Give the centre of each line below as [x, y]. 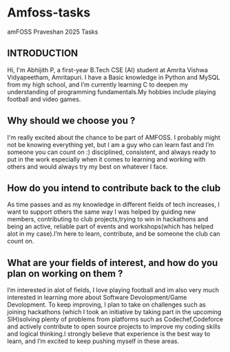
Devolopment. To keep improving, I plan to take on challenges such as [107, 305]
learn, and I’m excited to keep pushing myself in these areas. [93, 341]
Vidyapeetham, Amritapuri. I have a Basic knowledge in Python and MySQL [114, 77]
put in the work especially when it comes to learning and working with [106, 159]
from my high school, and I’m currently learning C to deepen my [98, 85]
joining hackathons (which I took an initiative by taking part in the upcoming [114, 312]
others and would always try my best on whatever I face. [87, 166]
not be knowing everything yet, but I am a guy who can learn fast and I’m [111, 144]
